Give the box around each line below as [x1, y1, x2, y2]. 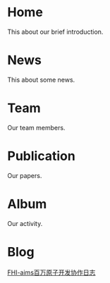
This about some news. [7, 75, 75, 84]
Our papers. [7, 171, 42, 180]
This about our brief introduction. [7, 27, 104, 36]
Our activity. [7, 219, 43, 227]
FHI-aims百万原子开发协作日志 [7, 268, 96, 277]
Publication [7, 149, 75, 164]
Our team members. [7, 123, 66, 132]
